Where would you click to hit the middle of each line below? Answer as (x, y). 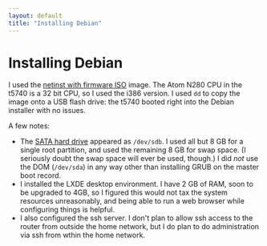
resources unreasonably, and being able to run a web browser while (132, 201)
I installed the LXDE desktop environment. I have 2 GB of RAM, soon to (137, 184)
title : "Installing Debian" (55, 23)
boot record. (40, 175)
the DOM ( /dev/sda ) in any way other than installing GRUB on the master (139, 167)
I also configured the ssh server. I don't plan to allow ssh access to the (136, 218)
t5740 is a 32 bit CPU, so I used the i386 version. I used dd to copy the (124, 94)
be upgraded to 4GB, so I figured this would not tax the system (124, 192)
